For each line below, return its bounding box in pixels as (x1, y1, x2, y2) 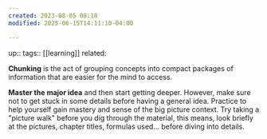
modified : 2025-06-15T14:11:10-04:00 (8, 19, 134, 27)
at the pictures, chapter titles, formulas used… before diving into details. (8, 121, 245, 131)
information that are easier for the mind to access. (8, 72, 173, 81)
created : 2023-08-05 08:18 (8, 11, 98, 20)
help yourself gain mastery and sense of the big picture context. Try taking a (8, 105, 260, 114)
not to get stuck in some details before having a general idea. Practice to (8, 96, 247, 105)
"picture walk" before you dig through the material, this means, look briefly (8, 113, 253, 122)
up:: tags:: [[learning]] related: (8, 48, 107, 58)
